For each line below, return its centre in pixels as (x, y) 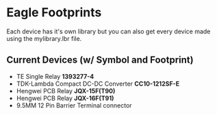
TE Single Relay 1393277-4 (55, 76)
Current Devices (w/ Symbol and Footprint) (100, 60)
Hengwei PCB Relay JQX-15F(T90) (66, 91)
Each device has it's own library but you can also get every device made (108, 31)
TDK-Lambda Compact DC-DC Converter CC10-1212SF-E (98, 84)
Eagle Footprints (54, 13)
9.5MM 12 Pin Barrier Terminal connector (74, 105)
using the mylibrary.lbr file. (44, 38)
